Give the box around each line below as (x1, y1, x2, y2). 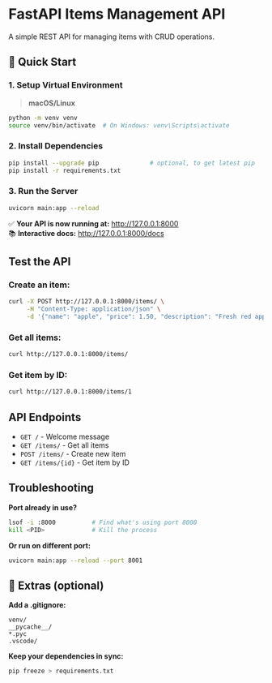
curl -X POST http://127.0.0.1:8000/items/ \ (8, 298, 164, 306)
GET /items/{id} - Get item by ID (19, 457, 130, 467)
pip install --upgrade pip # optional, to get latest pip (8, 159, 255, 167)
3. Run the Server (8, 186, 79, 197)
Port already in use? (8, 502, 78, 512)
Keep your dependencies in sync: (8, 651, 124, 661)
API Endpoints (8, 410, 82, 424)
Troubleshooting (8, 481, 95, 495)
